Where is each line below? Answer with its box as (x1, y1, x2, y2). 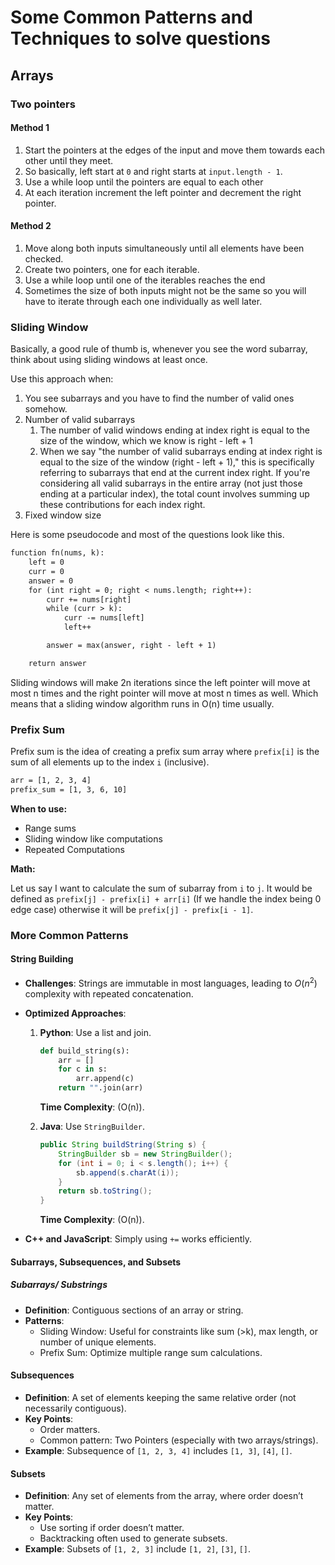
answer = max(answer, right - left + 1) (46, 641, 217, 651)
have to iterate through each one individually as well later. (24, 295, 263, 307)
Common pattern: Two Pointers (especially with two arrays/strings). (39, 1434, 319, 1446)
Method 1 (10, 122, 50, 134)
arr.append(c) (75, 1074, 135, 1084)
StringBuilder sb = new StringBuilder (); (58, 1149, 233, 1159)
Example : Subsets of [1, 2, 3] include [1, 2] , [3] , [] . (24, 1543, 252, 1555)
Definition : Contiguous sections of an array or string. (24, 1304, 244, 1316)
